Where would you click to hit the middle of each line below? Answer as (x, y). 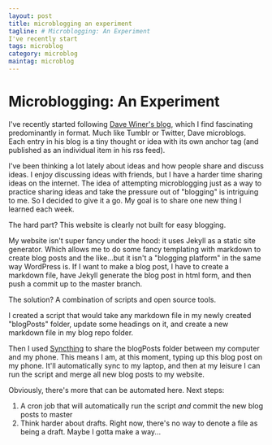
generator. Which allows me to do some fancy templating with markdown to (135, 249)
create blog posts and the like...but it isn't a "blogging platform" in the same (135, 258)
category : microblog (43, 54)
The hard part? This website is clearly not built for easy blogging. (117, 225)
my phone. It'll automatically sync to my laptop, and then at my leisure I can (134, 365)
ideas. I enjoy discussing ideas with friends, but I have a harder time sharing (136, 174)
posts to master (46, 414)
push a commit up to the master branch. (76, 284)
